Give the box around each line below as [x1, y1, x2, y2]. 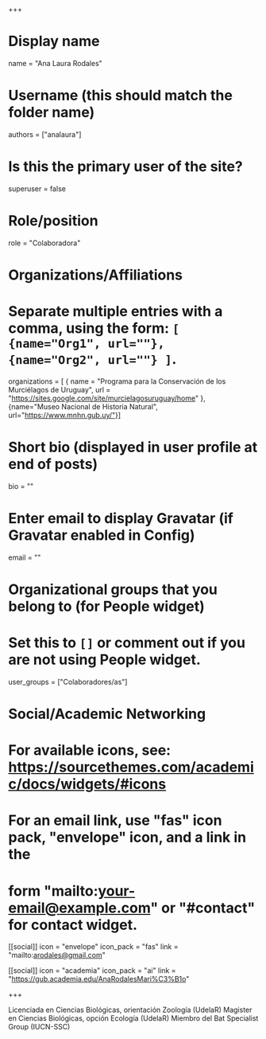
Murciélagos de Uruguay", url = [8, 385, 111, 394]
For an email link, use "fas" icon [8, 811, 222, 830]
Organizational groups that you [8, 580, 218, 598]
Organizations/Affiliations [8, 266, 183, 283]
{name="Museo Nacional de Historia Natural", [8, 401, 159, 411]
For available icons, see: [8, 741, 172, 760]
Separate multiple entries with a [8, 303, 223, 321]
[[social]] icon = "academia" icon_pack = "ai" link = [8, 966, 176, 975]
